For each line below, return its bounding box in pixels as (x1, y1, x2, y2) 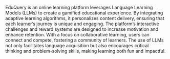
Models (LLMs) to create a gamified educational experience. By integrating (5, 10, 163, 16)
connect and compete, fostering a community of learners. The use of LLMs (5, 37, 164, 43)
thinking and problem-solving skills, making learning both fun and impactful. (5, 48, 166, 54)
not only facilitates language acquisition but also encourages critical (5, 43, 149, 48)
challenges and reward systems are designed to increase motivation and (5, 26, 159, 32)
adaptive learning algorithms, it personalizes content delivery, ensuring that (5, 15, 165, 21)
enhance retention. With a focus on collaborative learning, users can (5, 32, 150, 37)
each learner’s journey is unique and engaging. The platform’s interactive (5, 21, 159, 27)
